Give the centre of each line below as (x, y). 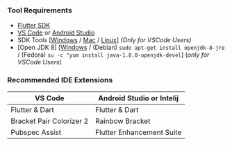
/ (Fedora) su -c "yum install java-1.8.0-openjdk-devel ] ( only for (113, 55)
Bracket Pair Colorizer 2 (50, 121)
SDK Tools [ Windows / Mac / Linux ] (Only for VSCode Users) (104, 40)
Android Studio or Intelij (139, 98)
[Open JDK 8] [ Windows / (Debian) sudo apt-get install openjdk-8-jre (121, 48)
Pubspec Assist (36, 132)
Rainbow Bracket (123, 121)
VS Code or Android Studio (56, 33)
